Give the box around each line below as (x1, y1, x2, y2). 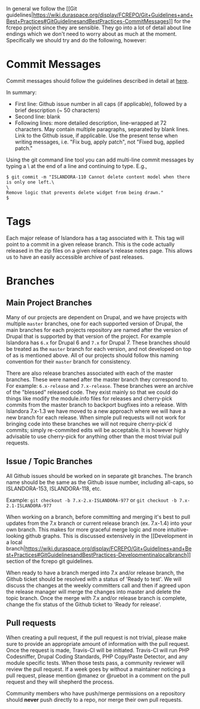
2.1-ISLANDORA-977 (6, 503, 52, 509)
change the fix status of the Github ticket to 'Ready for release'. (6, 601, 162, 608)
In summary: (6, 89, 37, 96)
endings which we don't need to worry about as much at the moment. (6, 30, 177, 38)
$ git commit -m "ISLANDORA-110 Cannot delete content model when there (6, 174, 190, 180)
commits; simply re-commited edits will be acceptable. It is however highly (6, 426, 189, 434)
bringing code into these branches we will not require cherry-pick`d (6, 420, 172, 427)
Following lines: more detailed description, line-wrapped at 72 (14, 119, 167, 126)
